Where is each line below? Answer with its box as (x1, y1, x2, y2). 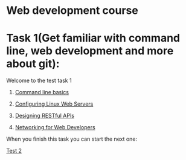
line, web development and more (6, 44, 174, 58)
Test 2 (6, 147, 22, 155)
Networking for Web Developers (14, 124, 95, 131)
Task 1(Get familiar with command (6, 31, 180, 45)
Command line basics (14, 89, 69, 96)
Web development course (6, 4, 139, 18)
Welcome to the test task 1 (6, 77, 72, 85)
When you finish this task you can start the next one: (6, 135, 138, 142)
